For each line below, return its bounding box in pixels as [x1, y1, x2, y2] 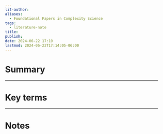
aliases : [5, 12, 23, 16]
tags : [5, 20, 16, 26]
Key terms [5, 92, 48, 103]
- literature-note [9, 25, 47, 30]
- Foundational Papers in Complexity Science [9, 16, 103, 21]
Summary [5, 64, 45, 75]
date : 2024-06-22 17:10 [5, 39, 53, 44]
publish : [5, 34, 23, 39]
